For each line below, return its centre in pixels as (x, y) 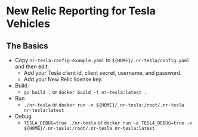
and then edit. (32, 66)
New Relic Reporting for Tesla (81, 11)
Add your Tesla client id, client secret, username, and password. (103, 73)
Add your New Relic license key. (63, 79)
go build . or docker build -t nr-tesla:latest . (85, 92)
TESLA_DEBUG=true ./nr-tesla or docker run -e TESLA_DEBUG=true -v (108, 123)
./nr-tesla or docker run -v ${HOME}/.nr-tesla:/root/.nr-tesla (104, 105)
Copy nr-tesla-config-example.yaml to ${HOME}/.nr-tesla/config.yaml (102, 60)
